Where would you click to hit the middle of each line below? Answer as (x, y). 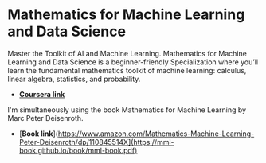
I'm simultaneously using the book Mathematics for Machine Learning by (127, 110)
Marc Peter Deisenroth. (46, 118)
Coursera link (42, 94)
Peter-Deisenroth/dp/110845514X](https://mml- (96, 142)
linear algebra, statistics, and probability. (74, 79)
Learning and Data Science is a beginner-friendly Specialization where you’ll (133, 62)
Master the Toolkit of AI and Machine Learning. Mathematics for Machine (127, 53)
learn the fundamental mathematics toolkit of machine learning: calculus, (127, 70)
